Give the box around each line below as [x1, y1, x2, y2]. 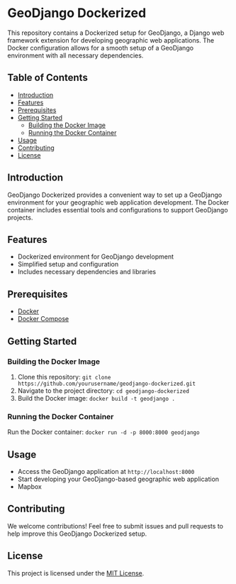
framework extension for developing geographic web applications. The [7, 36, 215, 44]
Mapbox [17, 482, 43, 491]
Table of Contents [7, 72, 89, 84]
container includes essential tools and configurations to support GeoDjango [7, 205, 228, 214]
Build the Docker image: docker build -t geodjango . [17, 394, 176, 402]
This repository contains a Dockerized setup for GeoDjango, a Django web [7, 28, 225, 37]
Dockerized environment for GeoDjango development [17, 252, 174, 261]
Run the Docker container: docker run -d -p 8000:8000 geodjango [7, 428, 200, 436]
